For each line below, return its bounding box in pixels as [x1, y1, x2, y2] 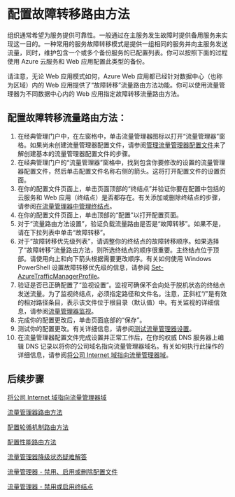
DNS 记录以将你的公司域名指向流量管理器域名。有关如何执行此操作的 [25, 342, 225, 350]
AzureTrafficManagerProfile [17, 272, 98, 280]
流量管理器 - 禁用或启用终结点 [7, 482, 94, 491]
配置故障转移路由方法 [7, 6, 131, 22]
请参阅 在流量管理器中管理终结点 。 [17, 202, 116, 210]
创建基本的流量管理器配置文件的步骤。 [23, 149, 134, 157]
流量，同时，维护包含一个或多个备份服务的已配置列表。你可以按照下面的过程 [7, 48, 228, 57]
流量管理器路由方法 [7, 407, 63, 416]
